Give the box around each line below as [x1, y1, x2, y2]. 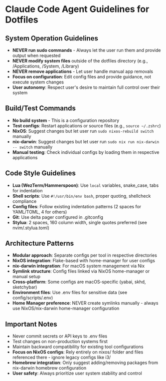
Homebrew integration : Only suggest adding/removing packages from [12, 360, 159, 366]
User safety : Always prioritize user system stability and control [12, 371, 142, 377]
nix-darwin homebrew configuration [12, 365, 86, 371]
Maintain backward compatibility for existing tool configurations [12, 344, 144, 350]
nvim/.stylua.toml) [12, 225, 50, 231]
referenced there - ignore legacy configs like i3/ [12, 355, 111, 361]
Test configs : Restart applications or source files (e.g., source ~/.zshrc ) [12, 122, 161, 128]
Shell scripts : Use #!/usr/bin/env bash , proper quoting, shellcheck [12, 193, 151, 199]
